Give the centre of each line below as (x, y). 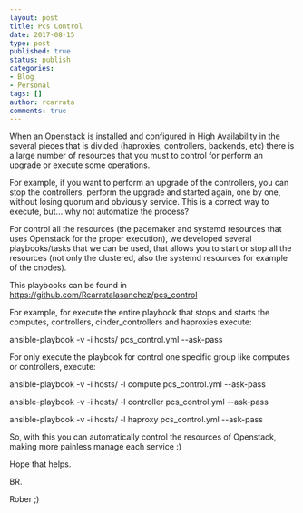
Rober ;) (24, 499)
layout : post (34, 18)
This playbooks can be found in (68, 286)
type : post (30, 43)
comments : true (38, 111)
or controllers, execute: (53, 367)
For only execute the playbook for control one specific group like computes (150, 357)
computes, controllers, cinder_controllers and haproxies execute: (131, 322)
